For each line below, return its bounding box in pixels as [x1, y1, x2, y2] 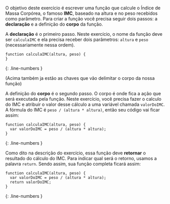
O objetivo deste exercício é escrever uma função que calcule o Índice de [5, 5, 161, 11]
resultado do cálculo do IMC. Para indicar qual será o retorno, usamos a [5, 155, 157, 161]
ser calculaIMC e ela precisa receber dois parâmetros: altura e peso [5, 36, 148, 42]
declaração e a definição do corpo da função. [5, 21, 103, 27]
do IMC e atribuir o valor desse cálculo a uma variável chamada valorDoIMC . [5, 101, 165, 107]
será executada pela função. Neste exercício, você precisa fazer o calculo [5, 96, 162, 102]
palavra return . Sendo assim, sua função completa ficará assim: [5, 161, 141, 167]
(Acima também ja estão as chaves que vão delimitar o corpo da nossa [5, 75, 155, 81]
